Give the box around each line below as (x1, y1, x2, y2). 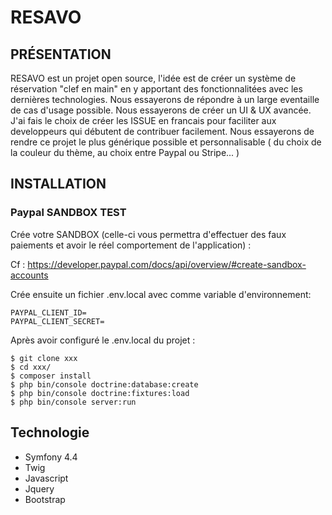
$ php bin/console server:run (10, 397, 137, 407)
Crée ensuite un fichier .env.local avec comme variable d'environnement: (10, 288, 312, 300)
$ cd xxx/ (10, 362, 52, 372)
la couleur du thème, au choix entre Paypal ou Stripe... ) (10, 147, 240, 158)
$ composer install (10, 371, 92, 381)
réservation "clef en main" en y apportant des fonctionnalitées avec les (10, 83, 303, 95)
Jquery (24, 482, 55, 495)
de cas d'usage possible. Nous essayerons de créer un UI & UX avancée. (10, 104, 312, 116)
